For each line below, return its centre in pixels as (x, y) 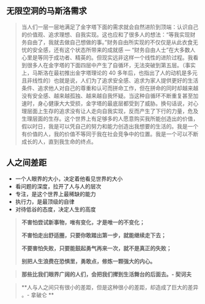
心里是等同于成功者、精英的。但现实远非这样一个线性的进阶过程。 (104, 57)
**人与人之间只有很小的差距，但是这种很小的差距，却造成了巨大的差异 (110, 287)
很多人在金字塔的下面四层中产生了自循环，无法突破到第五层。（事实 (111, 65)
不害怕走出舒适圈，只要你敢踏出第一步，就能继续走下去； (94, 235)
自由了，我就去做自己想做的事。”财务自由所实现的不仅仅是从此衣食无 (112, 42)
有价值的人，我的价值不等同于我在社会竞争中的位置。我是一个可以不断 (110, 134)
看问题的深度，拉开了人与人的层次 (58, 186)
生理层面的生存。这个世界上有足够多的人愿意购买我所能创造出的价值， (110, 119)
